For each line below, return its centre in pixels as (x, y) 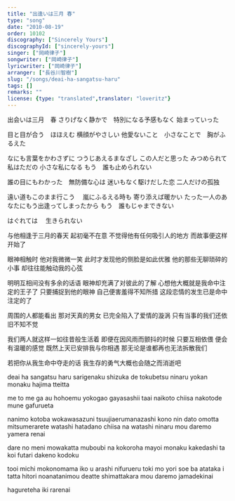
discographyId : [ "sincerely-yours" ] (61, 46)
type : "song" (26, 20)
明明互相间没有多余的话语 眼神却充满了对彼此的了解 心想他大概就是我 (107, 283)
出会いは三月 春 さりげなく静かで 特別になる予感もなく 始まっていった (113, 119)
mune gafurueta (31, 405)
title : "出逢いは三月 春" (41, 14)
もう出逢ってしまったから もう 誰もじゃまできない (100, 206)
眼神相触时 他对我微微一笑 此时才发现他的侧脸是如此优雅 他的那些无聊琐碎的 (117, 259)
